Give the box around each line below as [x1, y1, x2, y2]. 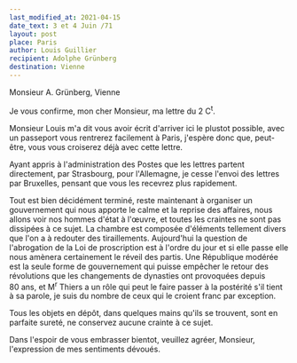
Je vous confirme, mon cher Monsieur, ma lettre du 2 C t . [9, 104, 215, 116]
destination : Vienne [9, 63, 86, 72]
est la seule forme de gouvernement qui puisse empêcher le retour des [9, 261, 269, 272]
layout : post [9, 29, 58, 38]
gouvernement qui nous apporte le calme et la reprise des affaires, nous [9, 204, 273, 215]
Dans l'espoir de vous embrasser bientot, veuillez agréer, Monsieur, [9, 335, 255, 345]
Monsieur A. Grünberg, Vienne [9, 86, 121, 98]
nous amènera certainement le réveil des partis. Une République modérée [9, 251, 279, 262]
